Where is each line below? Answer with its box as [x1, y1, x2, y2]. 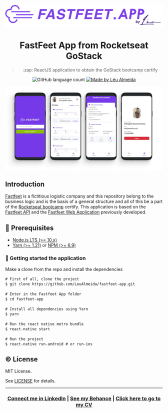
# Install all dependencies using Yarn [5, 306, 88, 311]
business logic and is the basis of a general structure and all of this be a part [5, 198, 163, 204]
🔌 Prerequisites [5, 223, 54, 232]
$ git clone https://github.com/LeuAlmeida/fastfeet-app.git [5, 281, 135, 286]
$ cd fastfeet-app [5, 296, 43, 301]
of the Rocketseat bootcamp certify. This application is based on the [5, 204, 146, 210]
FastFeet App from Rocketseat [19, 40, 148, 51]
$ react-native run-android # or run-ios [5, 341, 93, 346]
